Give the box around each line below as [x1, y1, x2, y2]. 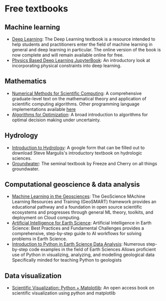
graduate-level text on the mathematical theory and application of [11, 95, 147, 101]
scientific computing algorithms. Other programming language [11, 101, 140, 107]
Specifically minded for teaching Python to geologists [11, 257, 122, 263]
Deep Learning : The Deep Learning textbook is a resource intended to [11, 36, 156, 42]
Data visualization [4, 272, 62, 280]
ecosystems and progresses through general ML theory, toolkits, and [11, 209, 154, 215]
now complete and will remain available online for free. [11, 52, 124, 58]
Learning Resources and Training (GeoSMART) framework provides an [11, 199, 157, 205]
